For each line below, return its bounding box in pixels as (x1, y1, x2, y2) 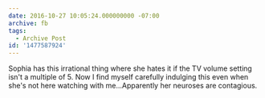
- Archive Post (15, 34, 67, 43)
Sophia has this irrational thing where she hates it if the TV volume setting (8, 63, 253, 73)
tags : (8, 27, 26, 35)
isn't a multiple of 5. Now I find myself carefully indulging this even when (8, 72, 249, 82)
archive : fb (8, 19, 48, 27)
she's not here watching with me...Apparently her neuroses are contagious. (8, 81, 258, 91)
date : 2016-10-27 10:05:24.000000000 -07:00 (8, 11, 160, 20)
